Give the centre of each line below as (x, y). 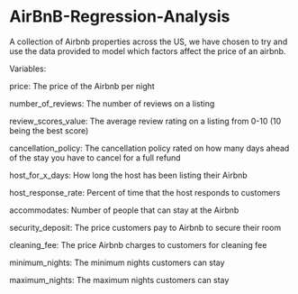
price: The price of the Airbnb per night (82, 86)
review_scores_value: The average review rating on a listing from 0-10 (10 (145, 121)
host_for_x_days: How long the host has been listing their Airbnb (128, 175)
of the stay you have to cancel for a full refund (95, 157)
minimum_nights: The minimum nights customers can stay (117, 262)
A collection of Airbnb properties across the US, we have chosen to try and (149, 41)
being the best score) (49, 130)
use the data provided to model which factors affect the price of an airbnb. (148, 51)
